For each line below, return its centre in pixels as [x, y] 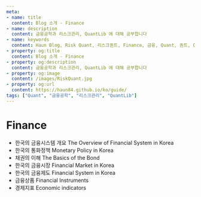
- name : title [24, 17]
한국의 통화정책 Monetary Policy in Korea [64, 150]
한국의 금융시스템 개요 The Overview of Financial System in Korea [94, 142]
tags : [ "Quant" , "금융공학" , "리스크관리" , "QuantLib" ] [72, 95]
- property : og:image [33, 73]
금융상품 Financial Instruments [51, 180]
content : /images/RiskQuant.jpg [52, 79]
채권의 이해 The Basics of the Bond [57, 157]
